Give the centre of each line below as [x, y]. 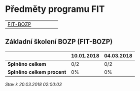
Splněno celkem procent [37, 72]
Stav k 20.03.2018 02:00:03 [34, 84]
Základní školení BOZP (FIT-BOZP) [59, 42]
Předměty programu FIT [55, 9]
